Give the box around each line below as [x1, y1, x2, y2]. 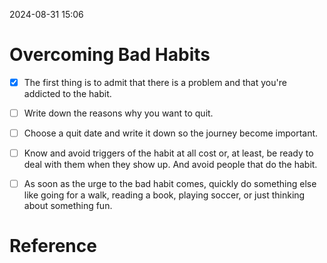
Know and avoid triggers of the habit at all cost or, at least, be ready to [23, 147, 314, 159]
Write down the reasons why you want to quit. [23, 107, 214, 119]
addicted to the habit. [23, 88, 112, 99]
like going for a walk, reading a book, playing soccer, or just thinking [23, 189, 306, 201]
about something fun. [23, 200, 113, 212]
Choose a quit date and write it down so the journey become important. [23, 127, 319, 139]
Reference [9, 235, 97, 258]
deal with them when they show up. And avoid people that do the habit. [23, 159, 318, 171]
